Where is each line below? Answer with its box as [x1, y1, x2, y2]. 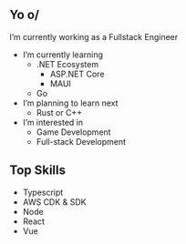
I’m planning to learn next [22, 97, 119, 108]
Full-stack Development [36, 136, 126, 147]
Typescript [22, 187, 64, 198]
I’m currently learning [22, 49, 103, 60]
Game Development [36, 127, 111, 137]
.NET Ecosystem [36, 58, 98, 69]
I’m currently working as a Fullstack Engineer [9, 31, 179, 42]
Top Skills [9, 163, 67, 178]
